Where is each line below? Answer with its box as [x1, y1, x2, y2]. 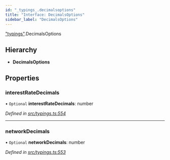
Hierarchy [5, 45, 37, 54]
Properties [5, 74, 39, 82]
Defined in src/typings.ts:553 [5, 149, 66, 155]
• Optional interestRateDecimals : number [5, 100, 94, 107]
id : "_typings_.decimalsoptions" [5, 7, 76, 13]
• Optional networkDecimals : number [5, 139, 85, 145]
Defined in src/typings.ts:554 [5, 110, 66, 116]
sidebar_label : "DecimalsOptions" [5, 17, 78, 22]
